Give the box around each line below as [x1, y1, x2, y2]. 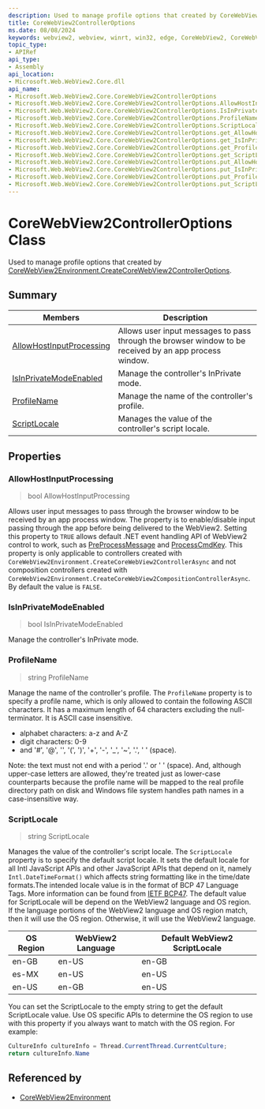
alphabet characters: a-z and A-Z [19, 728, 129, 738]
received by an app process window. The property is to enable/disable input [8, 515, 256, 525]
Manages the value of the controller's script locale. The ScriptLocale [8, 847, 233, 856]
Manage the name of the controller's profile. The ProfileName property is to [8, 688, 252, 697]
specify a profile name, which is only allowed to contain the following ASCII [8, 696, 252, 706]
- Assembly [8, 63, 44, 71]
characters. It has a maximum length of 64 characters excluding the [8, 704, 229, 714]
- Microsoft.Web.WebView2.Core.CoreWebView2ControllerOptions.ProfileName [8, 114, 259, 122]
